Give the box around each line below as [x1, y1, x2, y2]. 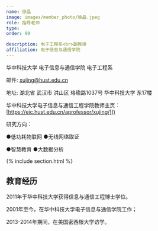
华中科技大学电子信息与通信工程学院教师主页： [6, 101, 120, 108]
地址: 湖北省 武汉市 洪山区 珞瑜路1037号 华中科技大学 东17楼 [6, 89, 153, 96]
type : [6, 25, 20, 31]
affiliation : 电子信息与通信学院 [6, 47, 81, 53]
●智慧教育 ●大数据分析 [6, 146, 64, 153]
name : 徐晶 [6, 8, 31, 15]
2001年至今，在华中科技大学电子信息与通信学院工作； [6, 206, 137, 213]
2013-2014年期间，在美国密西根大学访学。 [6, 218, 110, 225]
